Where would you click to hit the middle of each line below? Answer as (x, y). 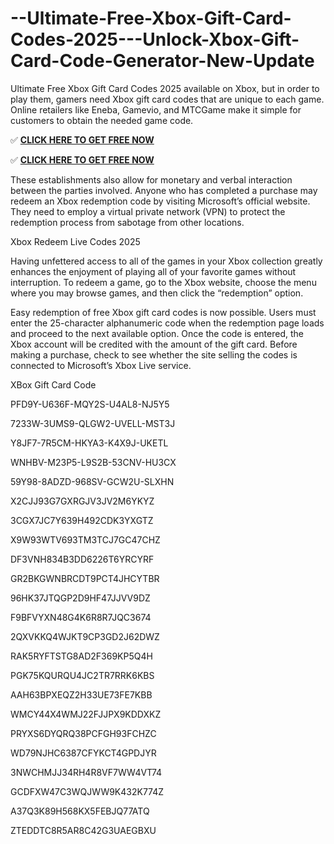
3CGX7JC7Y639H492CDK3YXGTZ (82, 520)
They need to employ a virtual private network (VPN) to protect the (148, 211)
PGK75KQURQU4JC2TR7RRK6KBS (82, 675)
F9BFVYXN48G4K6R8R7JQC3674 (81, 617)
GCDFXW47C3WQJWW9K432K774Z (87, 791)
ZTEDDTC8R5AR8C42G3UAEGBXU (83, 830)
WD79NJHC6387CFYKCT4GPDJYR (83, 753)
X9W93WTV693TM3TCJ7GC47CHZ (85, 539)
